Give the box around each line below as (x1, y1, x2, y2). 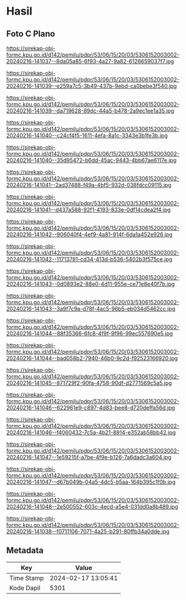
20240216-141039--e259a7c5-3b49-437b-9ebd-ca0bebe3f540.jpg (6, 82, 177, 90)
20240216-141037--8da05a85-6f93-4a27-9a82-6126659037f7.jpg (6, 58, 174, 65)
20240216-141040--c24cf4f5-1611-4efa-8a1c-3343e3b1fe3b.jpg (6, 132, 168, 139)
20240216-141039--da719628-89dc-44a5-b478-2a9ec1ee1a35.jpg (6, 107, 174, 114)
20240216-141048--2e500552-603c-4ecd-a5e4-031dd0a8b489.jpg (6, 503, 178, 510)
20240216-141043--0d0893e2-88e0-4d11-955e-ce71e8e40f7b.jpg (6, 280, 175, 288)
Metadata (6, 545, 44, 556)
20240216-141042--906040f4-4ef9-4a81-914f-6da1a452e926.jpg (6, 231, 173, 238)
